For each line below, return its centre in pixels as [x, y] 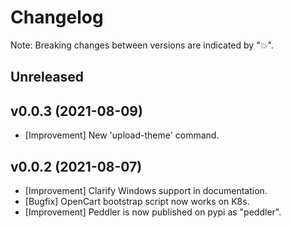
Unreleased [47, 77]
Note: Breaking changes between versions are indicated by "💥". [142, 45]
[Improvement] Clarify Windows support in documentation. [146, 190]
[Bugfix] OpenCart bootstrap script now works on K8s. [137, 201]
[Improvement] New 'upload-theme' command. [122, 135]
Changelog [57, 17]
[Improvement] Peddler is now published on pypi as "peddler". [153, 212]
